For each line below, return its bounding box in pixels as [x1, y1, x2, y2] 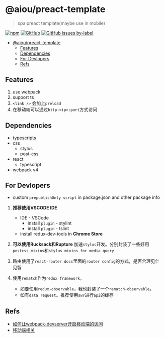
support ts [12, 94, 34, 100]
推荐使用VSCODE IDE [12, 205, 58, 211]
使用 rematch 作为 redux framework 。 [12, 275, 85, 281]
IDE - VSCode [20, 215, 49, 221]
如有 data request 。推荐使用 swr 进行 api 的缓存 [20, 292, 114, 298]
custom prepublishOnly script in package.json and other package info [12, 194, 160, 200]
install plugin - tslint [27, 226, 69, 232]
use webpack [12, 89, 41, 95]
